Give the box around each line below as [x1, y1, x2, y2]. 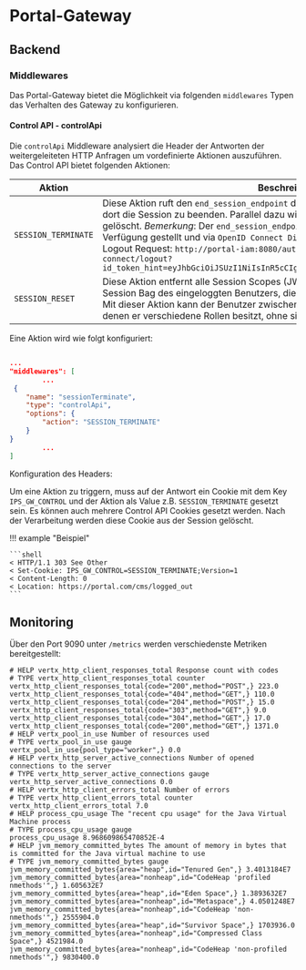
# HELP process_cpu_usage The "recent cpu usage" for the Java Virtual [9, 810, 287, 819]
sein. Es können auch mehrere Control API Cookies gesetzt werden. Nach [9, 505, 286, 516]
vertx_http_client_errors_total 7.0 [9, 802, 148, 811]
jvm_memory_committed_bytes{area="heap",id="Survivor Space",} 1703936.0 [9, 921, 296, 930]
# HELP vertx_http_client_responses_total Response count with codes [9, 666, 280, 675]
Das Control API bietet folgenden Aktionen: [9, 160, 171, 171]
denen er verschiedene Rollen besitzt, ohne [102, 310, 289, 322]
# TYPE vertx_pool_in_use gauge [9, 738, 132, 747]
